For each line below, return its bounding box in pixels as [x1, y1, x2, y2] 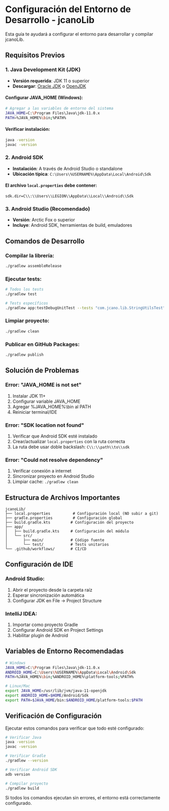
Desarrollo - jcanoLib [5, 14, 95, 26]
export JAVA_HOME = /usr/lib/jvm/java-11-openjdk [5, 688, 107, 693]
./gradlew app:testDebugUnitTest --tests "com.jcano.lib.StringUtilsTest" [5, 305, 165, 310]
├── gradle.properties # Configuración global [5, 515, 123, 520]
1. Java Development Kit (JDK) [5, 66, 81, 73]
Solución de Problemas [5, 366, 79, 375]
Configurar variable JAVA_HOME [12, 398, 80, 404]
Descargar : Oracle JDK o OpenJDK [12, 83, 87, 89]
